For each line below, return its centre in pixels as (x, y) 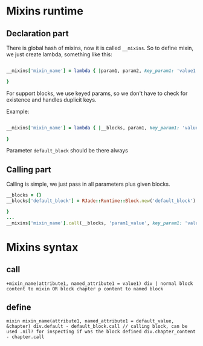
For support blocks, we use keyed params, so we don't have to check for (97, 93)
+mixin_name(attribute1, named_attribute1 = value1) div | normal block (100, 283)
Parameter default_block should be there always (67, 151)
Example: (18, 111)
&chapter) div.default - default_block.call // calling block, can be (97, 327)
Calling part (29, 170)
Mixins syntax (42, 247)
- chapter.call (25, 337)
